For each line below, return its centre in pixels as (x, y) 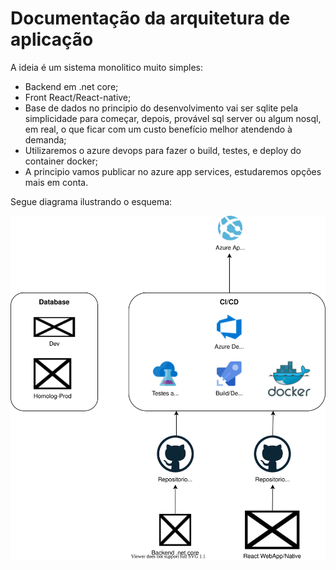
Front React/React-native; (78, 97)
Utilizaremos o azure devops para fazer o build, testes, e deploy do (163, 150)
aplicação (52, 39)
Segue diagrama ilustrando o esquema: (91, 201)
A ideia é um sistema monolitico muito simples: (107, 67)
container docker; (61, 161)
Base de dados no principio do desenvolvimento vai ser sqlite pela (161, 108)
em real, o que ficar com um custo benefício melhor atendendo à (158, 129)
